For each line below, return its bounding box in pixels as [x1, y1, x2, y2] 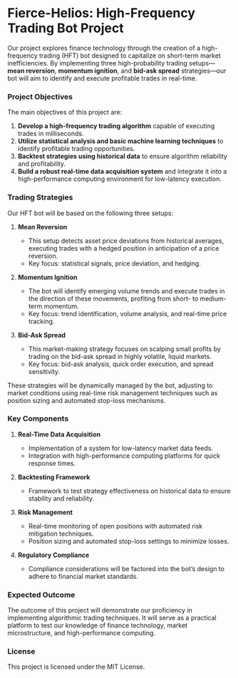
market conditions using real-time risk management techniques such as [7, 388, 218, 397]
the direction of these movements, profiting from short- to [28, 294, 199, 303]
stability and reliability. [28, 494, 95, 503]
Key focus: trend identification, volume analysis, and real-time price [28, 309, 227, 318]
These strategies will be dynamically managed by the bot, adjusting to [7, 381, 213, 390]
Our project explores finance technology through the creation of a [7, 43, 201, 52]
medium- [200, 294, 227, 303]
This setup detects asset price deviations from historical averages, [28, 236, 224, 245]
